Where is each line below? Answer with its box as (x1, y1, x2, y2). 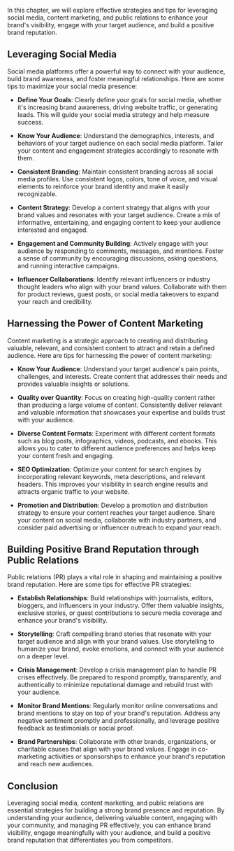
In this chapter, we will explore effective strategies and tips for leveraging (7, 6, 218, 14)
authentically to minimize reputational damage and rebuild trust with (17, 681, 213, 689)
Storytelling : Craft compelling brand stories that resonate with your (17, 630, 212, 638)
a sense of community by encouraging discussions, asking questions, (17, 254, 219, 262)
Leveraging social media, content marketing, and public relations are (7, 798, 205, 808)
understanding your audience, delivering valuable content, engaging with (7, 814, 218, 822)
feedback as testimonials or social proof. (17, 724, 135, 733)
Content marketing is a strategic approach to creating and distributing (7, 336, 208, 345)
